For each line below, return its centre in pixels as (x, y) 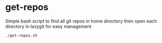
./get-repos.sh (21, 35)
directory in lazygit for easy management (48, 26)
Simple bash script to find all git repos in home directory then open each (81, 21)
